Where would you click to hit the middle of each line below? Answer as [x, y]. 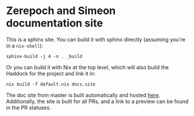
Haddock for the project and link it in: [51, 73]
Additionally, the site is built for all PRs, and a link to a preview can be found [97, 101]
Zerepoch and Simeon [61, 11]
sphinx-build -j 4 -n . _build [44, 56]
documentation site [55, 23]
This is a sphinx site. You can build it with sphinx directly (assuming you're [96, 39]
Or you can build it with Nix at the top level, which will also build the [87, 67]
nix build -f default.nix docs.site [51, 84]
